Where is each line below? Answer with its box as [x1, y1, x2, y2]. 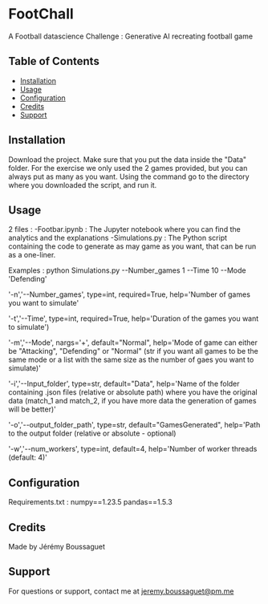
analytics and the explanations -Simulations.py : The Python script [8, 233, 227, 243]
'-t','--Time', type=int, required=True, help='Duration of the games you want [8, 314, 259, 323]
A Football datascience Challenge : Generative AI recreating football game [8, 31, 254, 41]
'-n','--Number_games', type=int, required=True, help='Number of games [8, 290, 251, 299]
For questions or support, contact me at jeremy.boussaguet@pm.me [8, 586, 234, 596]
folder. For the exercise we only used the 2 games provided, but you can [8, 163, 248, 172]
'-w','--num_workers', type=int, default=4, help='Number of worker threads [8, 444, 258, 454]
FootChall [8, 5, 74, 23]
